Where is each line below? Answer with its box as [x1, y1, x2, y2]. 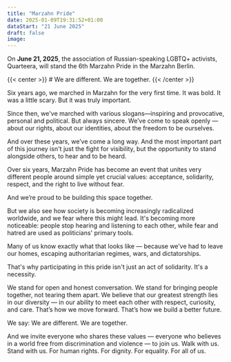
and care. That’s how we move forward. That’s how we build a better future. [7, 305, 222, 314]
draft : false [7, 29, 45, 37]
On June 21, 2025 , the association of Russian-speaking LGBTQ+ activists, [7, 54, 217, 63]
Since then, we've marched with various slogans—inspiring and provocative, [7, 110, 225, 118]
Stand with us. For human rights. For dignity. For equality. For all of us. [7, 347, 206, 355]
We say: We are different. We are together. [7, 319, 128, 328]
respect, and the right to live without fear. [7, 180, 125, 188]
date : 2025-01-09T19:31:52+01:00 [7, 17, 103, 23]
